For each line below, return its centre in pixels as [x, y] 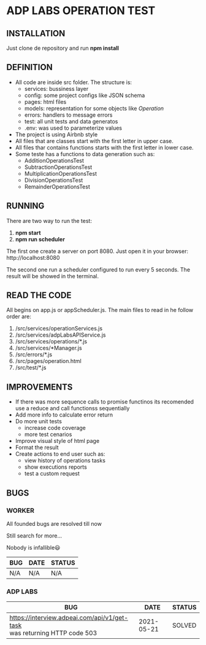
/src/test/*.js [31, 368]
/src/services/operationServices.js [59, 329]
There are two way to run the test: [49, 221]
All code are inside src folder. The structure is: [74, 82]
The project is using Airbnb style [56, 134]
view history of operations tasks [65, 461]
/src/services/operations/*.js [51, 342]
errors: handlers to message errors [68, 115]
